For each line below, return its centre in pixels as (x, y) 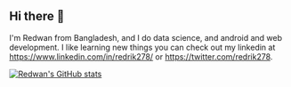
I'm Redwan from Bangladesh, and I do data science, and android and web (146, 37)
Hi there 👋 (37, 16)
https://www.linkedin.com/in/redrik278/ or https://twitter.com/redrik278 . (141, 56)
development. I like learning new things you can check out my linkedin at (142, 47)
